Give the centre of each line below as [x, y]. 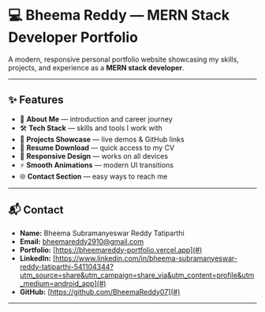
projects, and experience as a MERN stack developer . [96, 67]
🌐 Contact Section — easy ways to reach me [93, 176]
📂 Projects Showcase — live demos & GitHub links [102, 139]
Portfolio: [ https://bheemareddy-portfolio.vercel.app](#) [111, 250]
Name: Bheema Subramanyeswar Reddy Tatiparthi [102, 233]
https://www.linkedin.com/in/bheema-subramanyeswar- [146, 258]
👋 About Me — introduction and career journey [96, 118]
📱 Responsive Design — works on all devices [93, 156]
